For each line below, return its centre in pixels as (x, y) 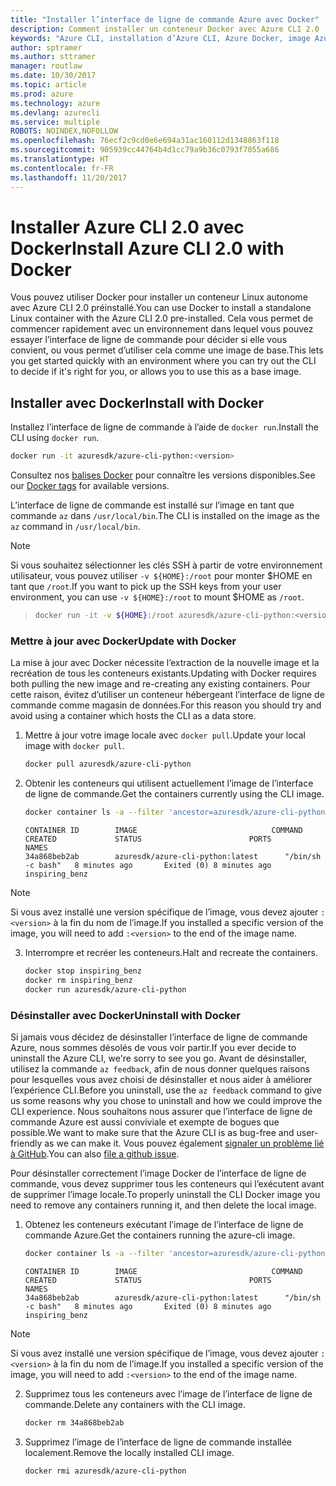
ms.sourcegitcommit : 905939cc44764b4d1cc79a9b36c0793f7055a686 (145, 150)
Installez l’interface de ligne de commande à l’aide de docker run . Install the (164, 427)
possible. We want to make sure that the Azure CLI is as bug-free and (152, 1132)
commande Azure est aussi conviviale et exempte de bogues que (145, 1122)
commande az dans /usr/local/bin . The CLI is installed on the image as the (165, 516)
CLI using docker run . (55, 438)
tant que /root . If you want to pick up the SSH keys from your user (146, 587)
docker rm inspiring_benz (78, 980)
